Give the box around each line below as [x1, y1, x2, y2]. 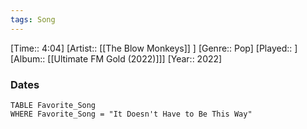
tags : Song [10, 14, 56, 25]
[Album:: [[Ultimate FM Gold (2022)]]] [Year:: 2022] [10, 52, 223, 65]
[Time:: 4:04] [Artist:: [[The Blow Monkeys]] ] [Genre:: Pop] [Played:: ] [10, 42, 298, 54]
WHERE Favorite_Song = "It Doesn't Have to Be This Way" [10, 109, 253, 119]
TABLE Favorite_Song [10, 100, 97, 110]
